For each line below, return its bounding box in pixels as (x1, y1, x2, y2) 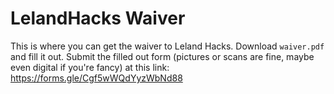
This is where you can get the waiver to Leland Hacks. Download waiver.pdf (10, 40, 325, 52)
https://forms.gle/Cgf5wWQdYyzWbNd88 (10, 72, 183, 84)
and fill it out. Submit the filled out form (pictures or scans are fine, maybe (10, 50, 315, 62)
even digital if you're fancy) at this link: (10, 61, 170, 73)
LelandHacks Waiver (10, 7, 186, 30)
